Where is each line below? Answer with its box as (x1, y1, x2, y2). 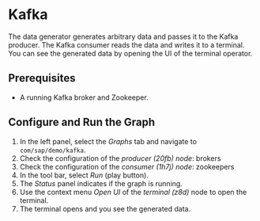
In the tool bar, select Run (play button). (19, 170, 149, 180)
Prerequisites (8, 71, 76, 85)
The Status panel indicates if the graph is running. (19, 178, 183, 188)
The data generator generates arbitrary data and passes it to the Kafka (8, 32, 239, 41)
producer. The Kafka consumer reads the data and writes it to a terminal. (8, 40, 245, 49)
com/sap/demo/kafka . (19, 145, 86, 154)
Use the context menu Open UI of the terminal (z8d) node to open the (19, 187, 247, 196)
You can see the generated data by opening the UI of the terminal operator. (8, 48, 253, 58)
